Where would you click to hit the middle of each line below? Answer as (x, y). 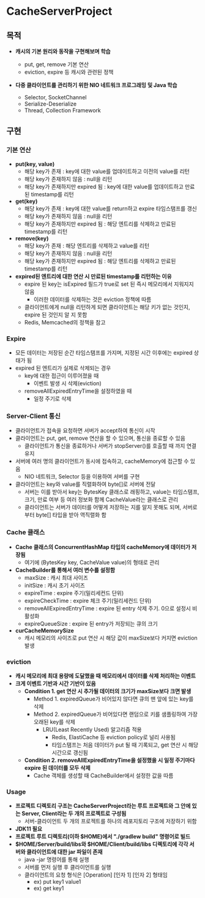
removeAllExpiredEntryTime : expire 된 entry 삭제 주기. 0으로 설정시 (107, 608)
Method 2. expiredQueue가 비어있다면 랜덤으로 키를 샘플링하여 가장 (115, 714)
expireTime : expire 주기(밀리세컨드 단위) (74, 593)
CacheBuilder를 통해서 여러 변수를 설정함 (65, 570)
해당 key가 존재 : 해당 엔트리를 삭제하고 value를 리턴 (87, 245)
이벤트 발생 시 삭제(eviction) (68, 383)
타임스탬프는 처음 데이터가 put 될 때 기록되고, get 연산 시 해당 (125, 745)
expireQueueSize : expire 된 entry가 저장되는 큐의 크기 (91, 623)
